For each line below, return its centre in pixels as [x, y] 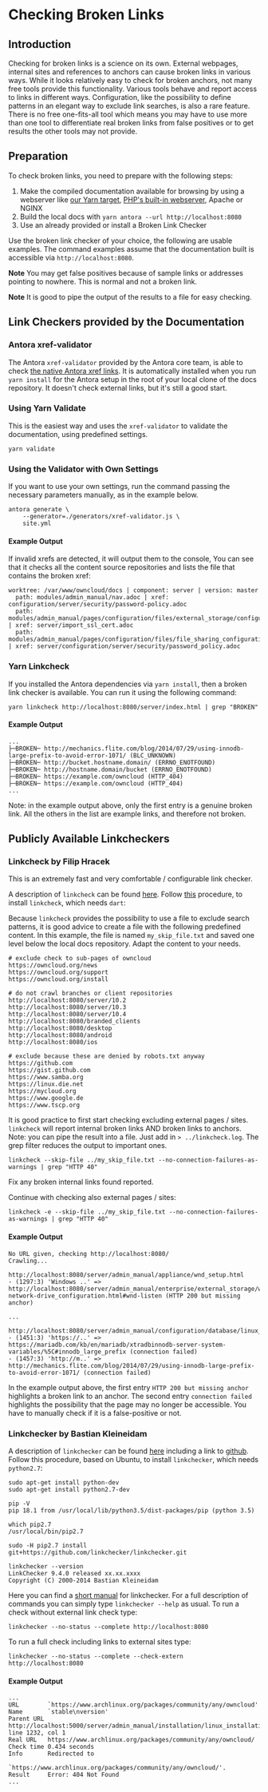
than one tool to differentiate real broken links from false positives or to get [131, 123]
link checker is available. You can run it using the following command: [122, 692]
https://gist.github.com [49, 1071]
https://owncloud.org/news [53, 966]
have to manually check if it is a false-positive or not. [95, 1413]
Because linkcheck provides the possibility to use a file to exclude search [129, 918]
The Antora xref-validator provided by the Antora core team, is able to [126, 362]
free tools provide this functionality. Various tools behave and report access [133, 89]
